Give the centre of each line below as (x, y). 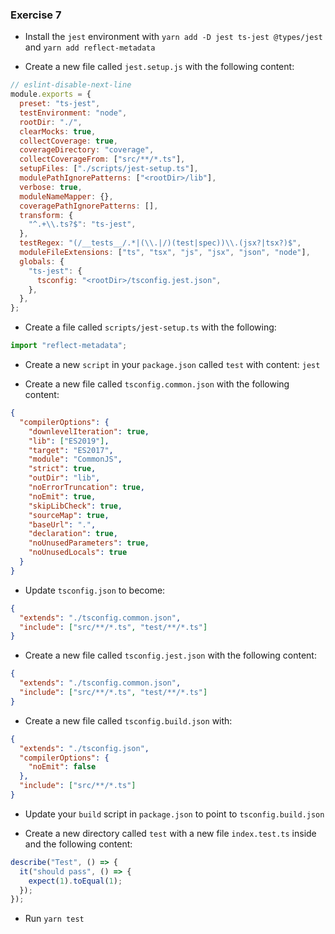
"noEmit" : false (62, 767)
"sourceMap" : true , (69, 515)
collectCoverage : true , (68, 141)
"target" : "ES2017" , (71, 450)
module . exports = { (51, 94)
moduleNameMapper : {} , (66, 196)
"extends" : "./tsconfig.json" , (84, 748)
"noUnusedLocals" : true (78, 553)
